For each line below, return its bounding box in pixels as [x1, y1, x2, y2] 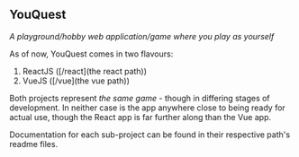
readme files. [9, 138, 59, 149]
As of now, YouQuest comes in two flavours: [9, 48, 174, 59]
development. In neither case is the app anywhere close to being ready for [9, 102, 285, 113]
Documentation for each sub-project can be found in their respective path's [9, 129, 291, 140]
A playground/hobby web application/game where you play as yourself [9, 31, 275, 41]
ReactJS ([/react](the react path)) [22, 65, 147, 76]
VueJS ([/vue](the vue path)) [22, 75, 131, 86]
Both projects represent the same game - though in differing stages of [9, 92, 270, 103]
